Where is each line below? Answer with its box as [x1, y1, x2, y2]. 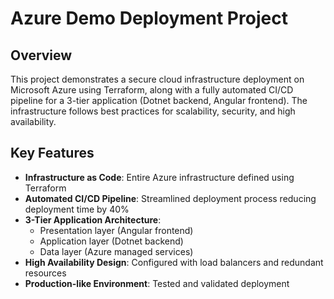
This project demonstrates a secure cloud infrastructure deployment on [10, 73, 305, 85]
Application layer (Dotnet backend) [39, 235, 184, 247]
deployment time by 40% [24, 203, 130, 215]
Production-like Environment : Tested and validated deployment [24, 277, 290, 289]
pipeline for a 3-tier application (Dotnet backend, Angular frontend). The [10, 95, 308, 106]
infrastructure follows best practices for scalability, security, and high [10, 105, 296, 117]
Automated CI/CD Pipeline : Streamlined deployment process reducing [24, 192, 317, 204]
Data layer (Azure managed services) [39, 245, 194, 257]
